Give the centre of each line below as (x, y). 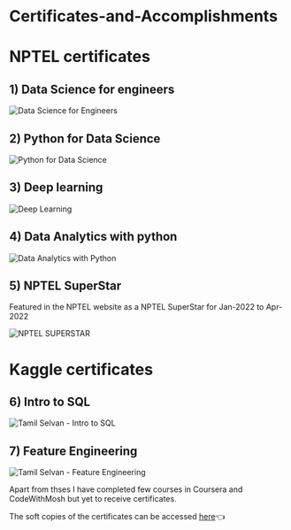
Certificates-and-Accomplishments (144, 16)
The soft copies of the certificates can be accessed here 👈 (117, 517)
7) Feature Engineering (73, 451)
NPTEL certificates (80, 57)
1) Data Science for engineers (92, 89)
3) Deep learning (56, 188)
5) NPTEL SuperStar (65, 286)
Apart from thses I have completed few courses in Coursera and (126, 489)
